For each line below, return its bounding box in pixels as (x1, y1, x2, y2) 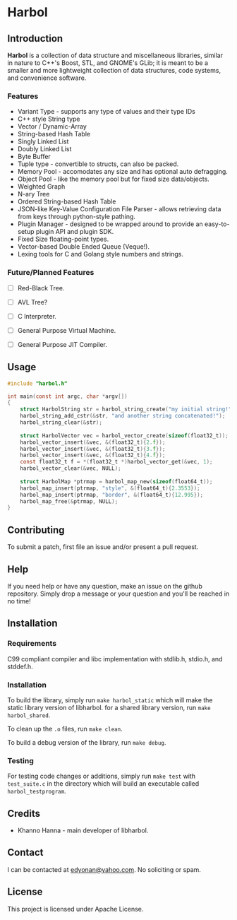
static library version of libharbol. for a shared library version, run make (7, 703, 211, 712)
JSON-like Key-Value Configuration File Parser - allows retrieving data (17, 205, 221, 213)
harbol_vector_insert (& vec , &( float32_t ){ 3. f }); (20, 445, 166, 452)
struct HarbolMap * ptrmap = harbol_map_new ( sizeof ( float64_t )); (20, 478, 213, 485)
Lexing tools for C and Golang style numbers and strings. (17, 250, 183, 259)
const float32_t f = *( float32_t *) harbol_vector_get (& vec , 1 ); (20, 459, 213, 466)
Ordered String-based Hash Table (17, 197, 116, 206)
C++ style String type (17, 114, 80, 124)
